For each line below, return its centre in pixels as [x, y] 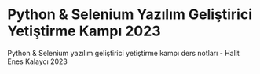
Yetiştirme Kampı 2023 [84, 31]
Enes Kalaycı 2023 [37, 61]
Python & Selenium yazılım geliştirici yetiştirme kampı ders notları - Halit [124, 53]
